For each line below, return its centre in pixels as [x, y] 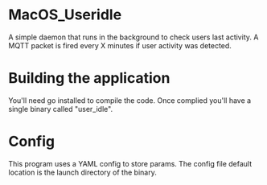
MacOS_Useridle [65, 15]
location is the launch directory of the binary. [82, 172]
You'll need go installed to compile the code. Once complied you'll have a [130, 100]
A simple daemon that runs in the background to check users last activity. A [133, 37]
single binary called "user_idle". [61, 109]
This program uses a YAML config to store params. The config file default [130, 163]
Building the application [89, 78]
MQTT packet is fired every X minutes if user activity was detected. [120, 45]
